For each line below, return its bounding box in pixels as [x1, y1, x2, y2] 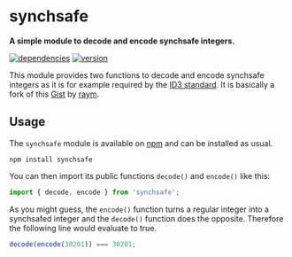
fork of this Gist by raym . [9, 89, 100, 99]
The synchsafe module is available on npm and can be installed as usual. [9, 137, 273, 148]
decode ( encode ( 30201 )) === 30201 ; [9, 239, 137, 249]
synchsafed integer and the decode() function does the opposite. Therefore [9, 213, 284, 223]
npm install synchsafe [9, 155, 93, 164]
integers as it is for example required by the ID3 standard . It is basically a [9, 79, 275, 90]
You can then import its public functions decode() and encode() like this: [9, 170, 271, 181]
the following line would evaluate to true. [9, 222, 158, 233]
